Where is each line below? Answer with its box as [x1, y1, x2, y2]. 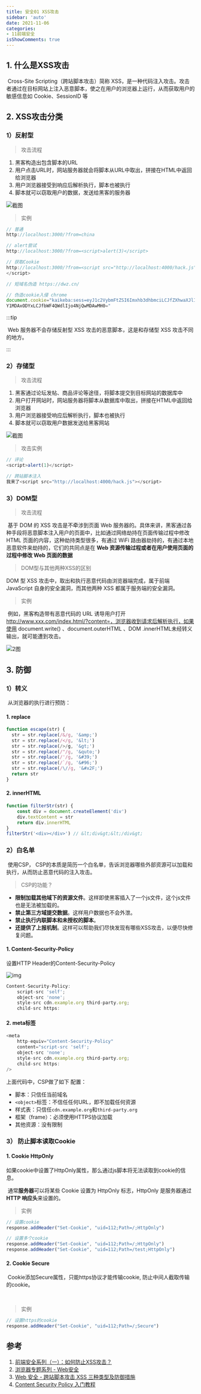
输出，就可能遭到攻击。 [6, 632, 64, 640]
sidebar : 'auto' [6, 14, 47, 20]
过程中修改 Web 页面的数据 [6, 551, 73, 559]
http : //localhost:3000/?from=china [6, 232, 95, 238]
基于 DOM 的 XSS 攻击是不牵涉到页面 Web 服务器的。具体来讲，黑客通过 [7, 521, 187, 529]
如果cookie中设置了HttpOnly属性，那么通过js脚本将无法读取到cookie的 [6, 1167, 181, 1174]
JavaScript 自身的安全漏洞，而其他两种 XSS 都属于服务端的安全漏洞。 [6, 584, 178, 592]
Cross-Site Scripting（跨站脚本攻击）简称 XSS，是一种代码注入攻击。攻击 [7, 77, 190, 85]
